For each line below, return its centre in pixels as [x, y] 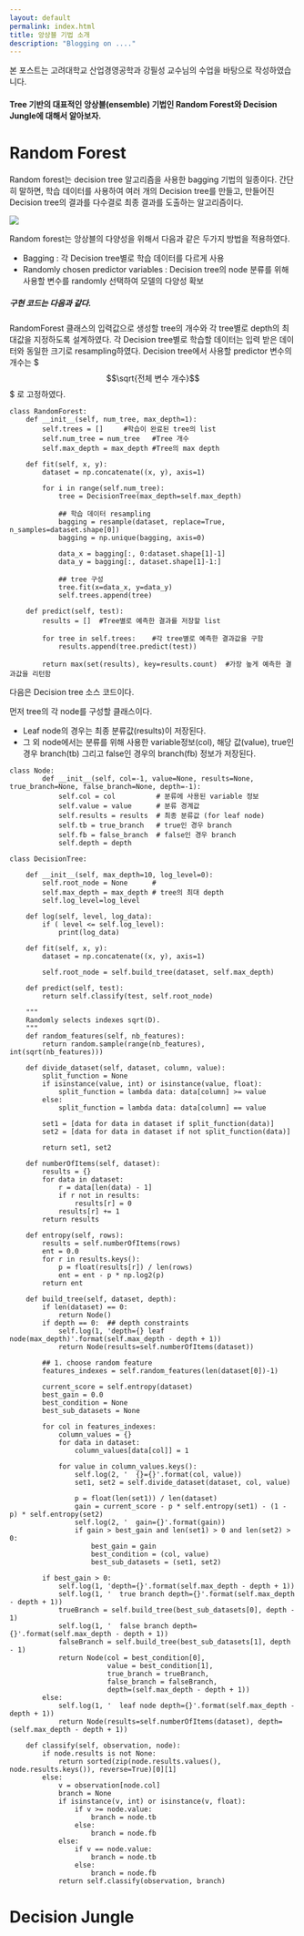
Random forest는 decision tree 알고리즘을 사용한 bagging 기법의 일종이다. [143, 179]
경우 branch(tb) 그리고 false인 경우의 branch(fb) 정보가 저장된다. [139, 753]
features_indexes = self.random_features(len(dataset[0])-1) [161, 1371]
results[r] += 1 [89, 1211]
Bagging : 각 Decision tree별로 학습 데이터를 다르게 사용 [123, 258]
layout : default [40, 18]
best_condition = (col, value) [150, 1554]
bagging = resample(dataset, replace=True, [142, 522]
